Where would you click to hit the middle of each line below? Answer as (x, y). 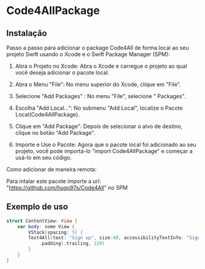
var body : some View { (46, 226)
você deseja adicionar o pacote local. (62, 73)
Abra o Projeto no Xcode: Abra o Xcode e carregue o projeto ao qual (101, 66)
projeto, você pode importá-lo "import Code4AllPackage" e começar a (104, 151)
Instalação (27, 33)
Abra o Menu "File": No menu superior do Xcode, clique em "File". (98, 84)
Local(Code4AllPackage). (47, 114)
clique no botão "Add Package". (55, 133)
